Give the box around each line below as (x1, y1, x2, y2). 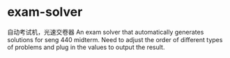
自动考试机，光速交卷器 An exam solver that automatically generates (7, 28, 204, 36)
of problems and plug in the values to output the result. (7, 43, 165, 51)
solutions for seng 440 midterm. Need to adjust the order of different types (7, 35, 223, 43)
